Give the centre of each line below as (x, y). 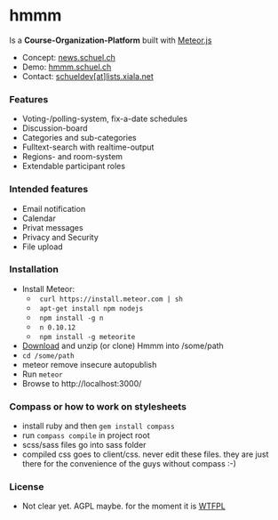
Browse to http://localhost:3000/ (82, 383)
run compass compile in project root (86, 435)
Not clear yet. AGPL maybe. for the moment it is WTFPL (124, 506)
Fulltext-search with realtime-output (88, 147)
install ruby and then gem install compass (98, 426)
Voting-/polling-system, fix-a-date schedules (105, 119)
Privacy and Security (60, 237)
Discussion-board (55, 128)
